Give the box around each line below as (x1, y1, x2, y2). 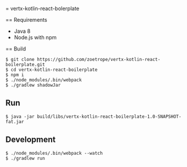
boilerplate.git (5, 62, 45, 67)
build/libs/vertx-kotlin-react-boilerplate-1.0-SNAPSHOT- (36, 114, 182, 120)
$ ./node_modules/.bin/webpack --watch (5, 150, 103, 156)
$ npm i (5, 72, 25, 78)
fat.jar (5, 118, 25, 125)
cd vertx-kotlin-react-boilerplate (11, 67, 98, 73)
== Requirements (5, 16, 47, 23)
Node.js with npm (13, 34, 57, 40)
